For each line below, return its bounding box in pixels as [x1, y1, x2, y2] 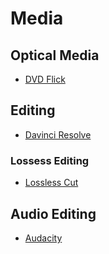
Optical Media [10, 47, 100, 64]
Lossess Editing [10, 153, 90, 167]
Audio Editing [10, 205, 97, 222]
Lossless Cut [24, 177, 79, 189]
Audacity [24, 232, 63, 244]
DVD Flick [24, 73, 66, 85]
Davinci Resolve [24, 128, 92, 141]
